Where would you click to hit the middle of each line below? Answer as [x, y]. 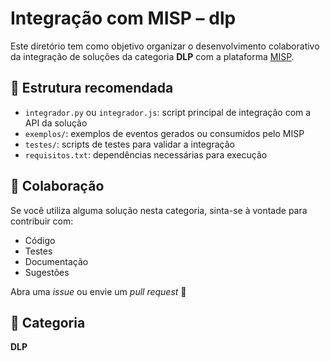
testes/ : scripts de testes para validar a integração [129, 144]
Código [40, 240]
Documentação [56, 261]
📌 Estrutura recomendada [92, 88]
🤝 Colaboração [57, 186]
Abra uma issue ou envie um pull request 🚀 [98, 291]
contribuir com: [42, 221]
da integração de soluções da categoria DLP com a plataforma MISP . [152, 56]
